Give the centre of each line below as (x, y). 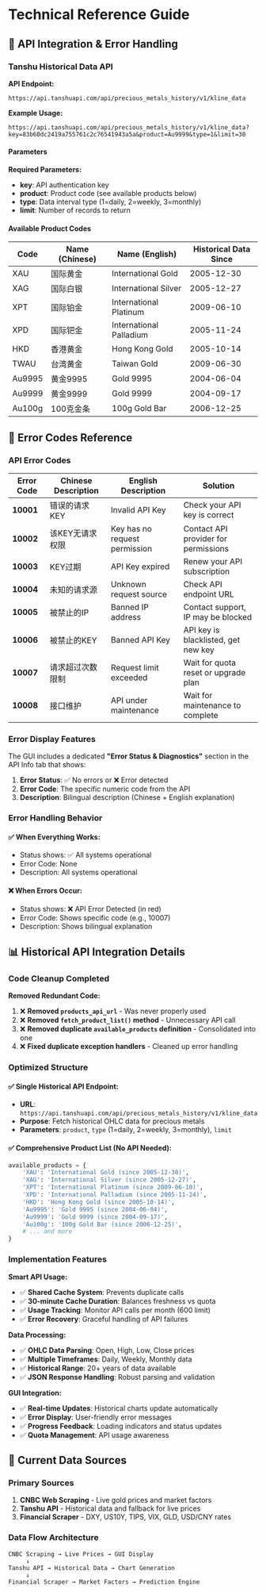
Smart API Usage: (38, 1277)
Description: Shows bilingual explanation (86, 926)
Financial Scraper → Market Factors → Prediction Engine (104, 1582)
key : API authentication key (64, 185)
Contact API (205, 528)
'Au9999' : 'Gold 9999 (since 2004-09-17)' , (95, 1217)
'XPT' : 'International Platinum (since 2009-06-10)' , (113, 1188)
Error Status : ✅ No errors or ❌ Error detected (94, 780)
